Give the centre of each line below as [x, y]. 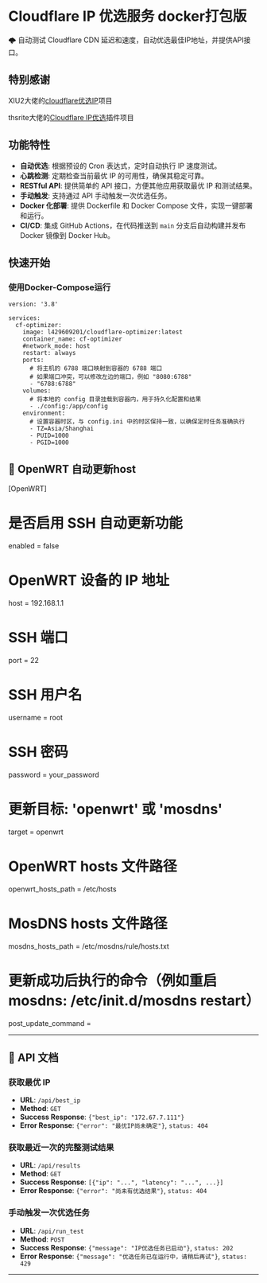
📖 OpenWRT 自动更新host [72, 469]
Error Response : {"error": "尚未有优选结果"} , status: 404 [113, 1191]
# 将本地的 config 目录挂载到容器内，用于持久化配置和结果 [115, 400]
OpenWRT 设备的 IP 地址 [89, 581]
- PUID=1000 [49, 436]
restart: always [50, 353]
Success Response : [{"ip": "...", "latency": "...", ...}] [122, 1182]
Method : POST [42, 1239]
